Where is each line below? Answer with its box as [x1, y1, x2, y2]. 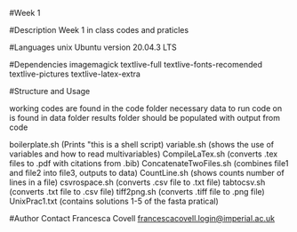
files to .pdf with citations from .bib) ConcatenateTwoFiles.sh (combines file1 [9, 158, 289, 168]
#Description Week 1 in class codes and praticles [9, 25, 189, 35]
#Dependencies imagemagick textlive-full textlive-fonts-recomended [9, 60, 263, 69]
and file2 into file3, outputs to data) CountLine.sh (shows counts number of [9, 168, 285, 178]
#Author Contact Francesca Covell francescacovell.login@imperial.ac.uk [9, 213, 276, 223]
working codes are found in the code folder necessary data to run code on [9, 103, 283, 114]
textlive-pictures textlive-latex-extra [9, 68, 140, 79]
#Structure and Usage [9, 86, 91, 96]
